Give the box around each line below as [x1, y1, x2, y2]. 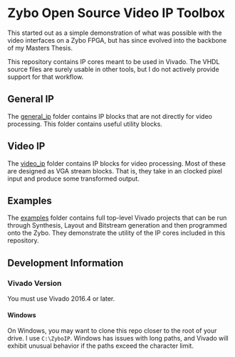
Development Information [7, 257, 124, 269]
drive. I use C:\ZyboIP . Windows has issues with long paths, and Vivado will [7, 334, 229, 343]
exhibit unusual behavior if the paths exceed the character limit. [7, 341, 194, 350]
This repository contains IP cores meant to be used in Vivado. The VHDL [7, 57, 220, 65]
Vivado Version [7, 278, 62, 288]
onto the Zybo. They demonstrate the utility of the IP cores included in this [7, 229, 226, 238]
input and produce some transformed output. [7, 174, 140, 183]
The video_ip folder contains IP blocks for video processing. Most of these [7, 159, 226, 168]
